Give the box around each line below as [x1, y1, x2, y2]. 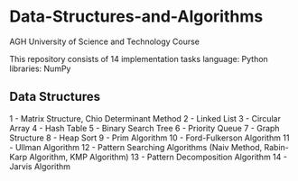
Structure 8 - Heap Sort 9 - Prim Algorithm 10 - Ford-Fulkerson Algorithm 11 [9, 132, 290, 143]
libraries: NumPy [9, 63, 71, 74]
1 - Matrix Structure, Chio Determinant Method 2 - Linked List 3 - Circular [9, 113, 282, 123]
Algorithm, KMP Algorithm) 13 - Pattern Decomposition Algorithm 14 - [29, 151, 287, 162]
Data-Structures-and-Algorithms [9, 6, 264, 27]
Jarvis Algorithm [9, 160, 70, 172]
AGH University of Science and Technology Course [9, 36, 200, 47]
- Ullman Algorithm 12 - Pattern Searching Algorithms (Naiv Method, [9, 141, 263, 152]
